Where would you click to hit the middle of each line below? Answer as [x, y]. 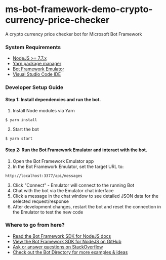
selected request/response [41, 201]
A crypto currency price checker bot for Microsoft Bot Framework [74, 34]
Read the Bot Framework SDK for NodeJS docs [62, 236]
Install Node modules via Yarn [44, 111]
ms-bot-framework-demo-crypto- [79, 9]
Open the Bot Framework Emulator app [53, 161]
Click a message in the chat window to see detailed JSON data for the [85, 196]
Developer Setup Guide [34, 88]
